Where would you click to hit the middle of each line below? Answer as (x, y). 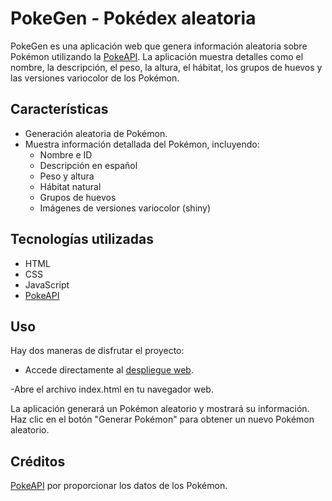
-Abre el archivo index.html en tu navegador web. (112, 389)
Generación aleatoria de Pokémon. (96, 133)
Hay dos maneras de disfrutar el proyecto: (97, 351)
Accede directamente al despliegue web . (109, 370)
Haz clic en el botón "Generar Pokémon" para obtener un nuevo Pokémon (162, 419)
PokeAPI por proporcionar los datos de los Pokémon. (119, 486)
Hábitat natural (70, 186)
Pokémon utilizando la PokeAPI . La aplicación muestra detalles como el (157, 56)
